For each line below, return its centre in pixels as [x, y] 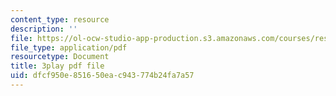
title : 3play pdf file [57, 66]
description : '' [44, 29]
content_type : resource [60, 19]
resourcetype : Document [60, 57]
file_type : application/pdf [69, 47]
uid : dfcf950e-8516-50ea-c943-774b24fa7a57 [102, 76]
